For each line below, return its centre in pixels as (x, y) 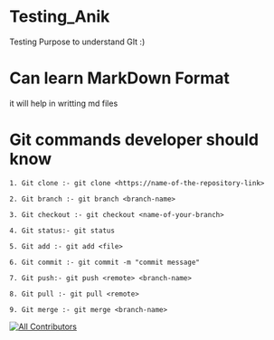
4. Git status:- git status (62, 231)
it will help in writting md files (64, 103)
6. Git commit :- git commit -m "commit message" (105, 262)
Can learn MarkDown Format (120, 78)
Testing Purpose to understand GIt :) (77, 42)
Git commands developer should (134, 140)
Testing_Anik (60, 17)
